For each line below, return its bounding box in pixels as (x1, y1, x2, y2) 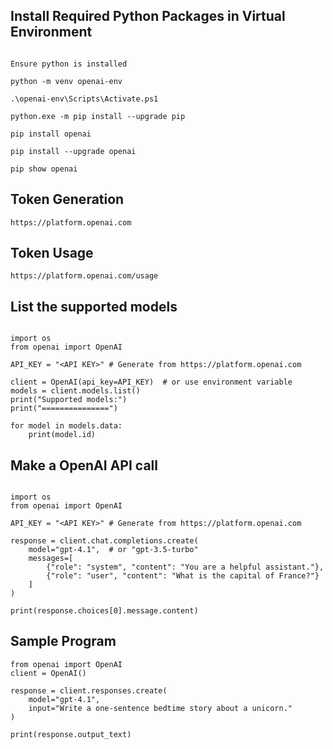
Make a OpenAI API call (10, 457, 158, 474)
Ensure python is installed (10, 59, 128, 69)
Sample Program (10, 633, 117, 650)
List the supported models (10, 298, 178, 315)
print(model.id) (28, 430, 97, 440)
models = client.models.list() (10, 386, 141, 396)
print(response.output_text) (10, 729, 132, 739)
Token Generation (10, 191, 125, 208)
